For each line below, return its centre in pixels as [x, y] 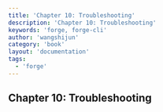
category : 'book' [37, 45]
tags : [17, 60]
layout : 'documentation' [49, 52]
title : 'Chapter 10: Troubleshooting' [72, 15]
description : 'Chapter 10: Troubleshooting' [82, 23]
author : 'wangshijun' [44, 37]
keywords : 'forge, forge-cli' [58, 30]
